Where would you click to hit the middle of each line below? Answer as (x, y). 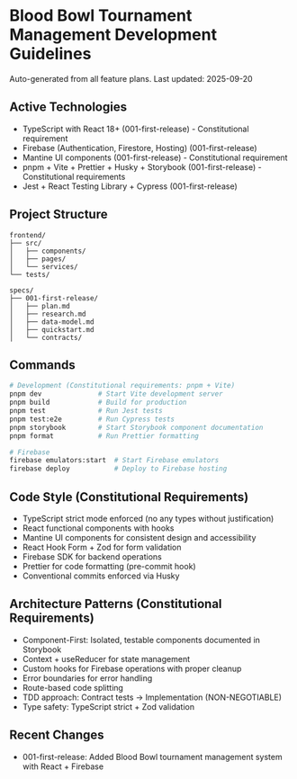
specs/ (22, 290)
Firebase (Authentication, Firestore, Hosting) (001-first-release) (140, 148)
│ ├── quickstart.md (52, 329)
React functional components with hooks (98, 528)
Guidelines (50, 54)
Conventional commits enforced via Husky (101, 576)
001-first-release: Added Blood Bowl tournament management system (152, 757)
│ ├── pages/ (38, 259)
